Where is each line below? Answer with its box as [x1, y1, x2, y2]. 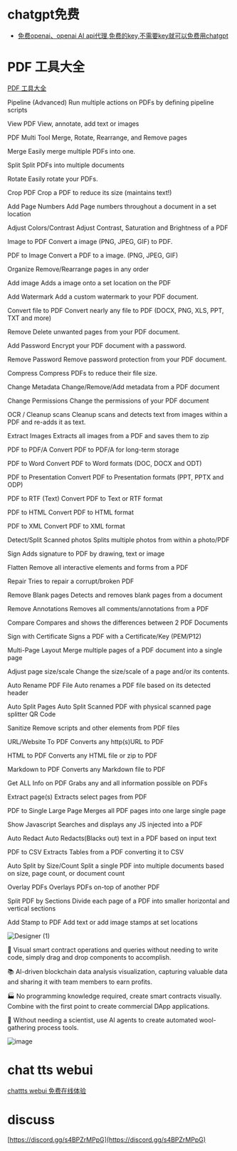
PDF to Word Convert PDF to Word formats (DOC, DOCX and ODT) [7, 459, 202, 467]
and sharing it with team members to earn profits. [7, 977, 153, 986]
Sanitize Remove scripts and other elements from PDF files [7, 723, 180, 732]
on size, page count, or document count [7, 869, 125, 877]
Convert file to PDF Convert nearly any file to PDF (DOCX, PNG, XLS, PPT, [7, 306, 224, 314]
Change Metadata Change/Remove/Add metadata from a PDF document [7, 382, 220, 391]
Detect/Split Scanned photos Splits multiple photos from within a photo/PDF [7, 535, 230, 544]
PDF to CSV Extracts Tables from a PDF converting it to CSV [7, 847, 184, 856]
